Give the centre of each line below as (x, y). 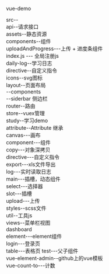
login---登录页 (23, 244)
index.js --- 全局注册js (33, 56)
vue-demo (19, 8)
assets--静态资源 (27, 34)
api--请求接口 (22, 27)
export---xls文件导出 (31, 164)
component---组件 (28, 142)
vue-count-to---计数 (31, 266)
